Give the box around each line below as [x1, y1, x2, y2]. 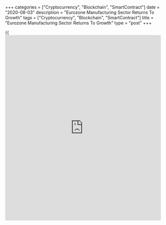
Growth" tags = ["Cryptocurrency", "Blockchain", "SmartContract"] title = [5, 15, 154, 20]
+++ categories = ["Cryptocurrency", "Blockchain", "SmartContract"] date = [5, 4, 160, 10]
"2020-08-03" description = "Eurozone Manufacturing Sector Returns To [5, 9, 155, 15]
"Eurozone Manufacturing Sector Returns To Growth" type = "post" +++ [5, 20, 152, 26]
